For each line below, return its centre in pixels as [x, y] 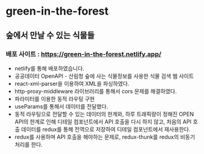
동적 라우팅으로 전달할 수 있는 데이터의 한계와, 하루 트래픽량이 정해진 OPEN [104, 114]
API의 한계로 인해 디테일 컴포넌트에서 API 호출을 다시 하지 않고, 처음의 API [103, 121]
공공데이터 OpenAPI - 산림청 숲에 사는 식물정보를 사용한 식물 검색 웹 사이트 [104, 76]
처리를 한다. [29, 144]
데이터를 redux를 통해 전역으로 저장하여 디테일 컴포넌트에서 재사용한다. [106, 129]
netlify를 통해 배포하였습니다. [49, 68]
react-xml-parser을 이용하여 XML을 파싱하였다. [72, 83]
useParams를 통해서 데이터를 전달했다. [61, 106]
